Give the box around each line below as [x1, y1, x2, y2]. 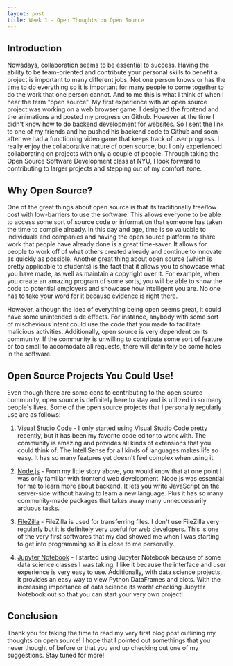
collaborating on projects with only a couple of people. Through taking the [7, 150, 219, 158]
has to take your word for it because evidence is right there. [7, 292, 178, 300]
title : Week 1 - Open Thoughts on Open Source [7, 17, 144, 24]
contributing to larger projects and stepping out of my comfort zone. [7, 164, 202, 173]
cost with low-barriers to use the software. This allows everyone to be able [7, 210, 221, 219]
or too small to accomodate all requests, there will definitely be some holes [7, 342, 221, 351]
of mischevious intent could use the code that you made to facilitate [7, 320, 201, 328]
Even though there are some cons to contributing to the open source [7, 388, 203, 397]
